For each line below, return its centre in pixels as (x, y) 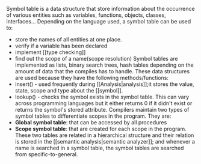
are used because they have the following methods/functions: (91, 78)
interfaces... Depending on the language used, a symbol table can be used (99, 21)
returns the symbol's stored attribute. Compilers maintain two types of (102, 110)
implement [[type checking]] (50, 52)
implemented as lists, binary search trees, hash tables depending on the (104, 65)
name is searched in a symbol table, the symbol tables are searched (99, 148)
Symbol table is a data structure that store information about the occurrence (100, 9)
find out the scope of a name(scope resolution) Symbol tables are (96, 59)
